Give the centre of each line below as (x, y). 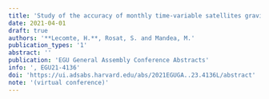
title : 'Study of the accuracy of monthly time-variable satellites (125, 16)
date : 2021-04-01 (37, 23)
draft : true (28, 30)
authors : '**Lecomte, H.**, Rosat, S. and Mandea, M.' (102, 38)
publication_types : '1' (48, 46)
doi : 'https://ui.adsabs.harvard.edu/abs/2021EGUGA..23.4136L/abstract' (132, 75)
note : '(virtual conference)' (59, 82)
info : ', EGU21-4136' (44, 68)
